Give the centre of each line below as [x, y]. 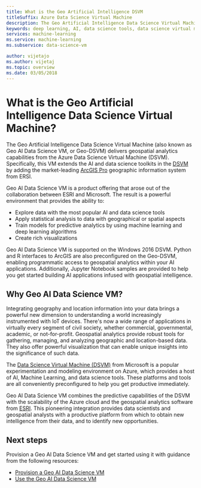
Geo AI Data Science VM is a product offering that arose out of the [88, 188]
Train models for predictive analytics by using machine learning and [98, 225]
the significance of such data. [43, 353]
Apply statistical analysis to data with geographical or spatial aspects [100, 219]
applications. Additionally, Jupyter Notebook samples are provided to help [97, 269]
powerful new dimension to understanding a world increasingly [84, 315]
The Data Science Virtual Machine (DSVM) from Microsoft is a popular [93, 365]
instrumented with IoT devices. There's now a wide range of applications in [99, 321]
